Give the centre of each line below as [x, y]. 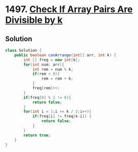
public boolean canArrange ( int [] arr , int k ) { [65, 55]
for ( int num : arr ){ [44, 64]
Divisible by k [34, 20]
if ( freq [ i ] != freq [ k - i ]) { [62, 117]
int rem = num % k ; [53, 69]
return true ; [37, 135]
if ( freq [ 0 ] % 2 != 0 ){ [47, 97]
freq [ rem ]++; [46, 88]
